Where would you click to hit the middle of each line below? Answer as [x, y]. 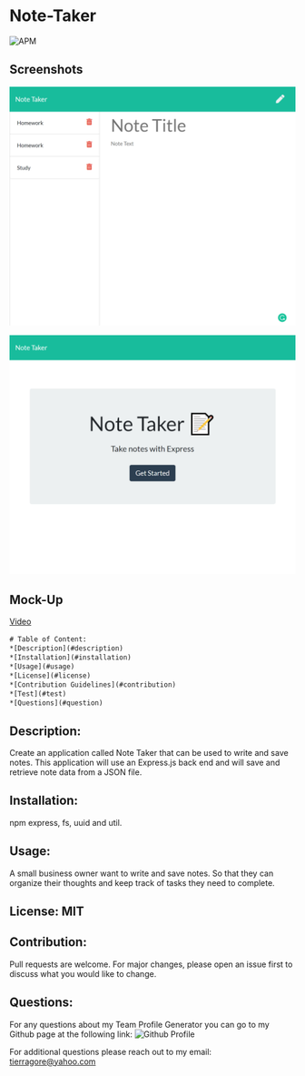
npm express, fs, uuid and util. [66, 822]
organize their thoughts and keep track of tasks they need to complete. [142, 882]
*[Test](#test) [38, 694]
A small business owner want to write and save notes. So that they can [142, 873]
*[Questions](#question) [56, 703]
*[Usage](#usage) [42, 667]
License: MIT [47, 912]
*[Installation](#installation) [70, 658]
